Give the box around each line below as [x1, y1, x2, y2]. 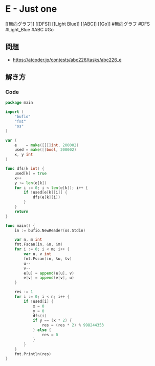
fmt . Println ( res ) [14, 351, 52, 357]
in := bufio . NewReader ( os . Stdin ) [14, 228, 86, 233]
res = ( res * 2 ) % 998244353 [41, 323, 104, 328]
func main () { [5, 223, 36, 228]
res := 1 [14, 290, 33, 295]
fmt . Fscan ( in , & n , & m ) [14, 242, 63, 247]
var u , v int [24, 252, 52, 257]
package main [5, 100, 33, 105]
